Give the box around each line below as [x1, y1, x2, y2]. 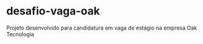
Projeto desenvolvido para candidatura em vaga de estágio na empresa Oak [6, 24, 198, 31]
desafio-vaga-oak [6, 4, 101, 18]
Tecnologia [6, 30, 35, 37]
